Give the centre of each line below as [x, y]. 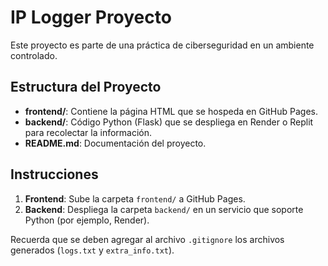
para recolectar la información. [88, 132]
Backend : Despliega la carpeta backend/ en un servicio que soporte [164, 209]
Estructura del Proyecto [86, 87]
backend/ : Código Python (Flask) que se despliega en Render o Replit [169, 122]
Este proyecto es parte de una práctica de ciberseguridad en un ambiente [162, 45]
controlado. [34, 55]
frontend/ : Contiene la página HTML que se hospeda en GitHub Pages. [171, 111]
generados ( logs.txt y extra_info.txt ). [92, 250]
